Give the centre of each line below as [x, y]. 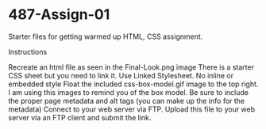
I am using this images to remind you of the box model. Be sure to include [128, 92]
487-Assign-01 [59, 15]
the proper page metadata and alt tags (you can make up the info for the [127, 101]
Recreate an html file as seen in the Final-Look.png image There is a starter [131, 67]
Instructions [28, 51]
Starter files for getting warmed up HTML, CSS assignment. [106, 36]
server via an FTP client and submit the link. [80, 117]
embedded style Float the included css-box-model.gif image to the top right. [133, 84]
